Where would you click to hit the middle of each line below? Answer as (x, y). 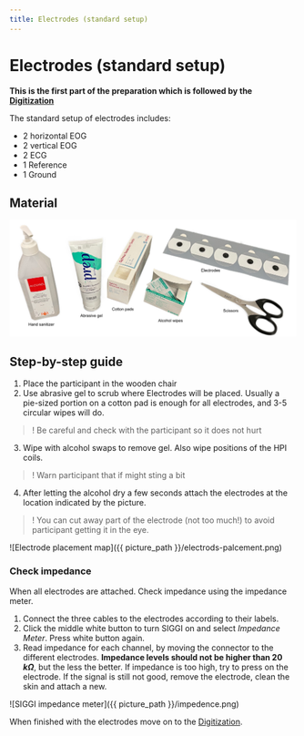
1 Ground (40, 174)
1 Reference (45, 165)
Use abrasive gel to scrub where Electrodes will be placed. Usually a (151, 394)
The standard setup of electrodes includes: (90, 118)
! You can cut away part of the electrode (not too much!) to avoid (153, 520)
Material (33, 203)
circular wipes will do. (63, 413)
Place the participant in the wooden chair (100, 383)
